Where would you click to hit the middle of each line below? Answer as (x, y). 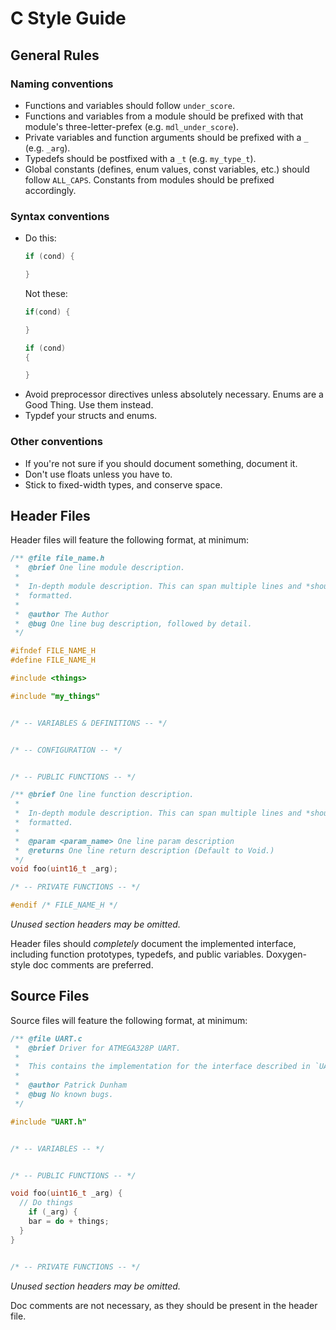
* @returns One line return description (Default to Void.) (144, 850)
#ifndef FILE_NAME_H (53, 651)
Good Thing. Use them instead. (89, 405)
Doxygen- (286, 954)
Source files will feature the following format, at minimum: (129, 1020)
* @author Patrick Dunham (71, 1085)
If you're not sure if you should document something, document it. (161, 463)
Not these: (46, 293)
